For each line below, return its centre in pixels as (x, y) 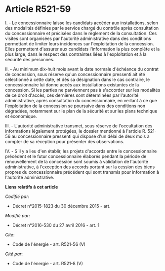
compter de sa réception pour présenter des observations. (65, 141)
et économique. (21, 116)
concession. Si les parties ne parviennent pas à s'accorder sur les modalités (83, 90)
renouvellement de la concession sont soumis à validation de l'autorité (77, 161)
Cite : (10, 234)
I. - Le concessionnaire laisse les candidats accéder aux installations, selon (82, 23)
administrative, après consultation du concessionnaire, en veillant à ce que (81, 100)
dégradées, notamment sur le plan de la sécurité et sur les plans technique (81, 111)
